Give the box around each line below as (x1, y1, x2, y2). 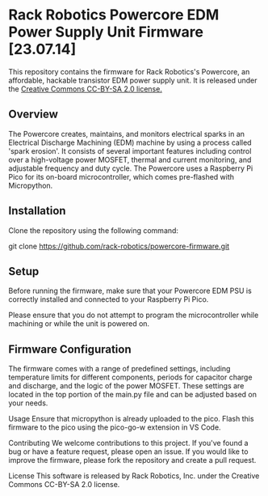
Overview (8, 108, 59, 121)
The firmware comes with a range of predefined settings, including (8, 364, 231, 374)
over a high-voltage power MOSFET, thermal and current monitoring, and (8, 155, 252, 164)
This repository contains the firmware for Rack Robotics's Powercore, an (8, 66, 250, 76)
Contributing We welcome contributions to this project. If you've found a (8, 439, 249, 448)
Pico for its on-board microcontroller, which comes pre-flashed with (8, 172, 235, 181)
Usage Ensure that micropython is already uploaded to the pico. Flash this (8, 414, 254, 424)
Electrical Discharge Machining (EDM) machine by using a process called (8, 138, 252, 147)
